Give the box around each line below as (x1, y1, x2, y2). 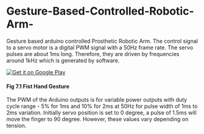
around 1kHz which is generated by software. (6, 57, 120, 64)
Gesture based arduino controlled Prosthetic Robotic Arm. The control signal (6, 37, 198, 44)
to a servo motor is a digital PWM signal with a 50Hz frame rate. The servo (6, 44, 194, 51)
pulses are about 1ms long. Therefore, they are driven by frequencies (6, 50, 180, 57)
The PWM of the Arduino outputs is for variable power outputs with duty (6, 96, 188, 104)
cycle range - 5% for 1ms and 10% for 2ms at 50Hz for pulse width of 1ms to (6, 102, 198, 110)
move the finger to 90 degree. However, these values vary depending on (6, 116, 189, 123)
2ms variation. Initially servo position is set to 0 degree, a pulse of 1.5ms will (6, 109, 197, 116)
